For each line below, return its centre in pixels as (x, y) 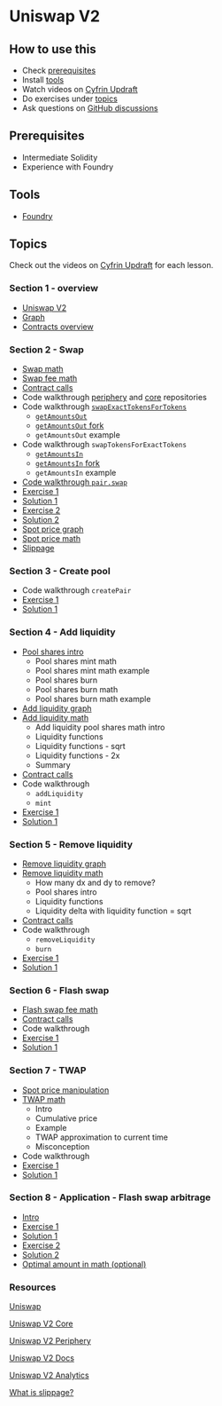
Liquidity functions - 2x (78, 755)
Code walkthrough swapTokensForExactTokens (104, 445)
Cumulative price (66, 1118)
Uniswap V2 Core (41, 1323)
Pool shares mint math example (92, 670)
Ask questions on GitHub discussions (90, 108)
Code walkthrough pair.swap (75, 482)
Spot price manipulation (65, 1090)
